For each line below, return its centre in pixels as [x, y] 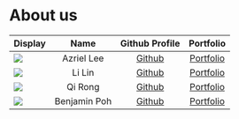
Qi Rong [83, 86]
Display [30, 43]
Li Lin [83, 72]
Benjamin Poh [83, 100]
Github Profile [150, 43]
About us [43, 15]
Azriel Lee [83, 58]
